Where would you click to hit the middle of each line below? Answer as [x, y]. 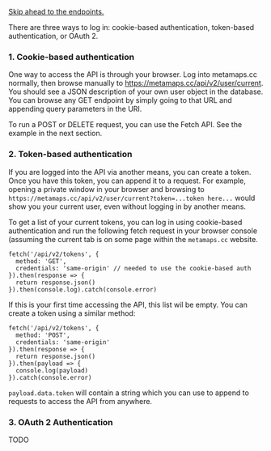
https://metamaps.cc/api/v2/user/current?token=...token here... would [132, 198]
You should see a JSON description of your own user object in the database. [136, 91]
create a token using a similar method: [72, 313]
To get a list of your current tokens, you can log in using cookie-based [125, 222]
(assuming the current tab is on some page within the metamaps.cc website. [133, 239]
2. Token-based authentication [70, 155]
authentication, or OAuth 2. [53, 36]
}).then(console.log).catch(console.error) [83, 289]
